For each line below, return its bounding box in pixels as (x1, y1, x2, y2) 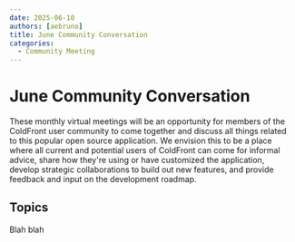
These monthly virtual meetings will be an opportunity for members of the (9, 116, 286, 127)
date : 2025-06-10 (9, 13, 75, 23)
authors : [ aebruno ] (9, 22, 84, 31)
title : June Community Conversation (9, 30, 148, 39)
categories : (9, 38, 54, 48)
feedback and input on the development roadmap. (9, 174, 197, 185)
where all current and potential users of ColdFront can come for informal (9, 145, 280, 156)
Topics (9, 200, 49, 216)
